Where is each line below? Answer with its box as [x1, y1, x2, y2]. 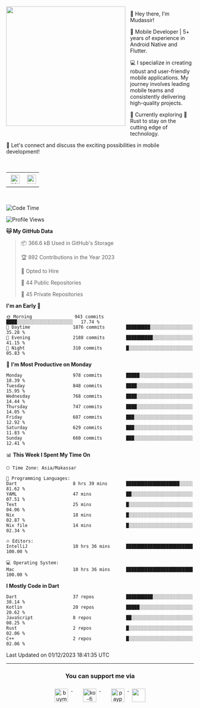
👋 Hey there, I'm [130, 10, 170, 17]
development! [6, 148, 40, 155]
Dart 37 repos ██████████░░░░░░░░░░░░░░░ [6, 594, 193, 600]
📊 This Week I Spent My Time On [6, 451, 90, 458]
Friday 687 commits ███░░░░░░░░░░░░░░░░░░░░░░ [6, 414, 193, 420]
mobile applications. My [130, 74, 189, 81]
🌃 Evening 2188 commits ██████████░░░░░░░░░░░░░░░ [6, 335, 193, 341]
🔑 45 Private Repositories [20, 291, 83, 298]
